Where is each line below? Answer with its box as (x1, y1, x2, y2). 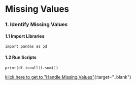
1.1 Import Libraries (5, 33, 45, 39)
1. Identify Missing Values (5, 21, 68, 28)
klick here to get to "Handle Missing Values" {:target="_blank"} (5, 74, 132, 80)
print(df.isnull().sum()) (5, 65, 58, 70)
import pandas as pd (5, 44, 48, 49)
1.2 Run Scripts (5, 54, 37, 60)
